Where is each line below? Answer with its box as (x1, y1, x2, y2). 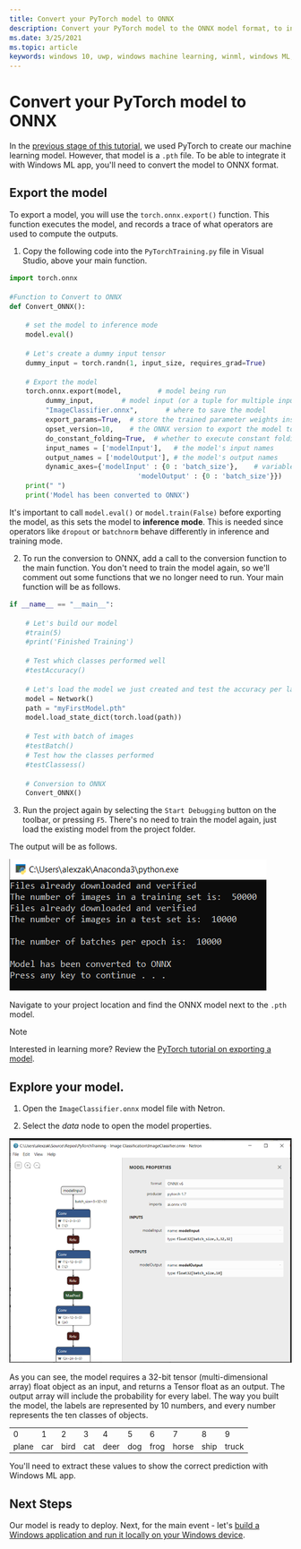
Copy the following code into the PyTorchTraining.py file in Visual (21, 245, 264, 256)
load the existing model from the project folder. (21, 824, 196, 834)
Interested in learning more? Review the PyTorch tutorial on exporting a (9, 1044, 271, 1055)
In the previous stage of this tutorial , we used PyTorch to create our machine (9, 141, 292, 151)
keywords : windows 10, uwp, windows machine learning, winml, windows (9, 52, 279, 62)
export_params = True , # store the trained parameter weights (45, 415, 279, 424)
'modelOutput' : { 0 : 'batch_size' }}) (137, 472, 282, 481)
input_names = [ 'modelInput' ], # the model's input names (45, 443, 275, 452)
